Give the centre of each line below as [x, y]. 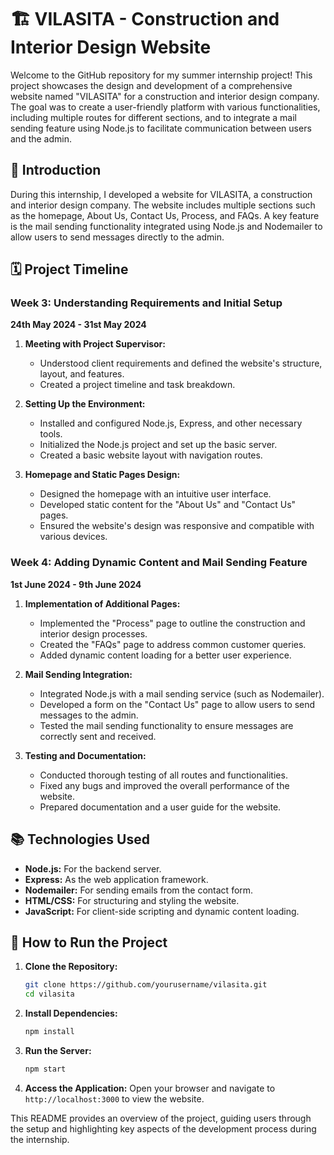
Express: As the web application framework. [116, 879]
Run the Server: [58, 1050]
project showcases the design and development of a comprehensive [151, 85]
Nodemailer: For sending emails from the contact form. [139, 890]
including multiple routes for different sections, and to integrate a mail [153, 117]
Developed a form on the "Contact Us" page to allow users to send [177, 704]
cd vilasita [49, 994]
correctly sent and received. [98, 736]
